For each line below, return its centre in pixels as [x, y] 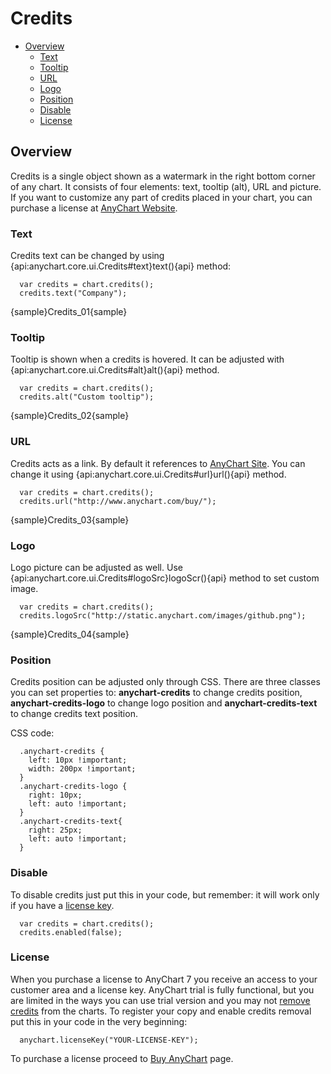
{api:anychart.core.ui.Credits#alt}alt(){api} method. [115, 370]
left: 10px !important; [78, 760]
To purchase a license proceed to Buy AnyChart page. [122, 1058]
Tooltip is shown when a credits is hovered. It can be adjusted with [147, 359]
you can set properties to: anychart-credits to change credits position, [156, 693]
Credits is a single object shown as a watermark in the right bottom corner [163, 176]
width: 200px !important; [82, 769]
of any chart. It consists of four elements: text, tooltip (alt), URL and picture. [166, 186]
